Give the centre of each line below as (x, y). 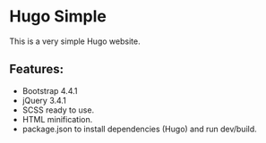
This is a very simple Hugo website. (75, 41)
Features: (37, 69)
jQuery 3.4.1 (44, 100)
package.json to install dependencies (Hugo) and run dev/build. (139, 129)
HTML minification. (57, 119)
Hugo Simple (58, 17)
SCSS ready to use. (58, 110)
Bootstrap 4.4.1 (50, 90)
